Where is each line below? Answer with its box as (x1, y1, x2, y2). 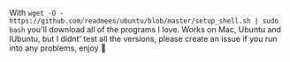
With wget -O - (9, 8, 65, 17)
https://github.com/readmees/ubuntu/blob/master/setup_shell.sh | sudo (9, 17, 279, 25)
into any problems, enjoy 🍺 (9, 43, 106, 53)
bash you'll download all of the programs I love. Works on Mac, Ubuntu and (9, 24, 281, 34)
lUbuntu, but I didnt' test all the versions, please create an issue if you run (9, 34, 278, 44)
